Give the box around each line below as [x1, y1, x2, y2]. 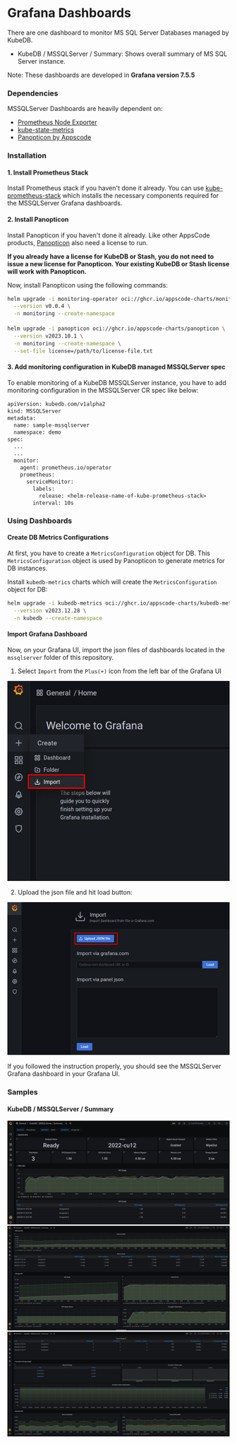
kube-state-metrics [17, 126, 75, 134]
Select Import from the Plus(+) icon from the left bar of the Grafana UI [17, 666, 222, 675]
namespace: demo [13, 429, 61, 436]
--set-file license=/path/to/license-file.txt [13, 348, 153, 355]
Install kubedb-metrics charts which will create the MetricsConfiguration [7, 577, 217, 586]
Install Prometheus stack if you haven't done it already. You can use [7, 184, 205, 192]
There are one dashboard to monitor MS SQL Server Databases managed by [7, 28, 229, 37]
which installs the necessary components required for [62, 191, 219, 200]
